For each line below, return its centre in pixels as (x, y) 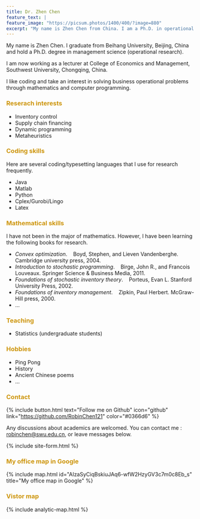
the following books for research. (47, 243)
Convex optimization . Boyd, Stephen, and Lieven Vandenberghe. (96, 254)
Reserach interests (34, 104)
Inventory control (36, 116)
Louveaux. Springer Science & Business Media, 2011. (80, 273)
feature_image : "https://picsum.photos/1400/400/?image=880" (84, 23)
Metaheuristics (33, 135)
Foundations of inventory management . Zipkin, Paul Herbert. (92, 292)
